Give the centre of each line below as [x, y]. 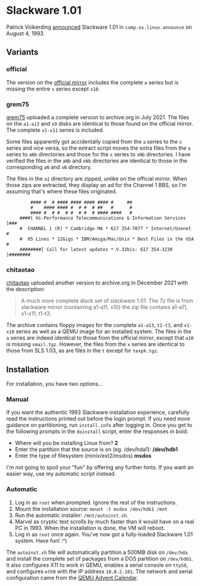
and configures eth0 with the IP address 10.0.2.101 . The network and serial [99, 571]
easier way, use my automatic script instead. [61, 474]
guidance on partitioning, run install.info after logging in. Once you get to [99, 425]
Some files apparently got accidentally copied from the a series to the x [94, 141]
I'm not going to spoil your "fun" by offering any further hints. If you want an [100, 467]
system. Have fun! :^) [41, 540]
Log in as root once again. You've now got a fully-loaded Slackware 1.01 [104, 534]
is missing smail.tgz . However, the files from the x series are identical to [96, 344]
